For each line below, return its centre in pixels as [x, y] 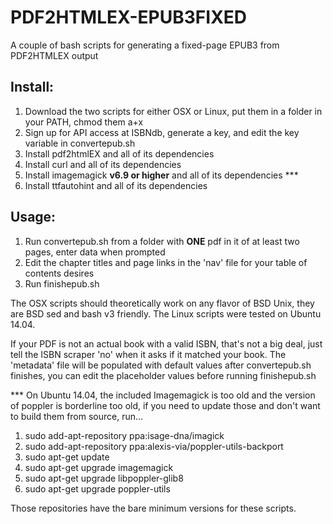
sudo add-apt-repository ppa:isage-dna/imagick [124, 435]
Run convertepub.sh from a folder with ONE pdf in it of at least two [162, 241]
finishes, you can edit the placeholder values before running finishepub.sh [163, 375]
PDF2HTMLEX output [54, 55]
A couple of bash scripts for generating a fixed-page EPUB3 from [145, 45]
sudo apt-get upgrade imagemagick [99, 467]
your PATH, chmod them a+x [84, 122]
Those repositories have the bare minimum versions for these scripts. [153, 508]
